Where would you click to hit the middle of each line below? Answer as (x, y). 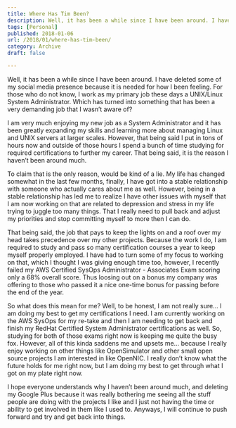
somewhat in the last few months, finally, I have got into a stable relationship (118, 181)
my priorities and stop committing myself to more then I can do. (99, 218)
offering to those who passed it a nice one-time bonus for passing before (113, 284)
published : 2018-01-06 (40, 33)
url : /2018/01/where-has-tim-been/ (59, 40)
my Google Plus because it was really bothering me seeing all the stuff (109, 394)
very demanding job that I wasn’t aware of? (70, 109)
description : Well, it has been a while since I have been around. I (111, 20)
